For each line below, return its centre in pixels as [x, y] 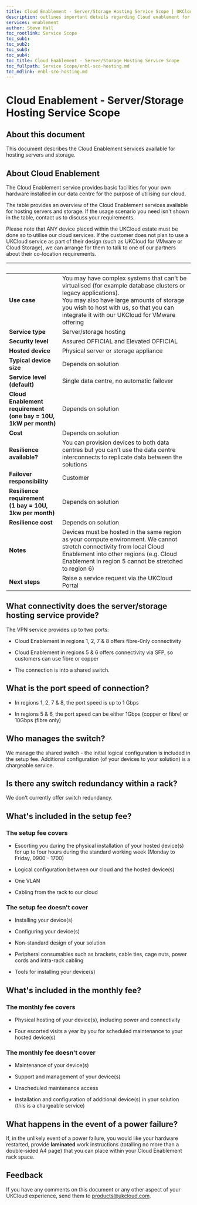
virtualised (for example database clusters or [124, 286]
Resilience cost [31, 523]
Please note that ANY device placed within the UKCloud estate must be [92, 229]
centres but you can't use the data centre [119, 450]
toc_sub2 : [18, 45]
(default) [21, 385]
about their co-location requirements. [51, 254]
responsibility [29, 482]
